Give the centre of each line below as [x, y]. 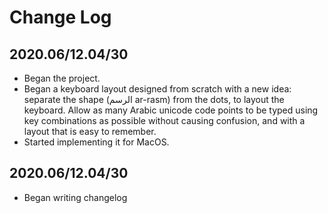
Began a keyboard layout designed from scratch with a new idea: [157, 89]
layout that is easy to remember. [90, 131]
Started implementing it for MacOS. [96, 142]
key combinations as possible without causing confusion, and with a [164, 120]
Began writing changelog [75, 197]
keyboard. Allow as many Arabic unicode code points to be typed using [171, 110]
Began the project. [62, 78]
